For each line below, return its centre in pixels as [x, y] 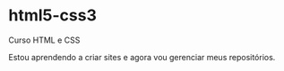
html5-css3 [53, 16]
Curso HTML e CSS [44, 40]
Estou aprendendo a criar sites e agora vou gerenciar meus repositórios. [142, 57]
